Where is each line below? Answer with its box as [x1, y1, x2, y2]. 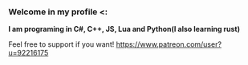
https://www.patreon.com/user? [116, 40, 222, 49]
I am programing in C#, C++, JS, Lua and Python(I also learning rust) [8, 25, 241, 34]
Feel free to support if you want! [8, 40, 115, 49]
